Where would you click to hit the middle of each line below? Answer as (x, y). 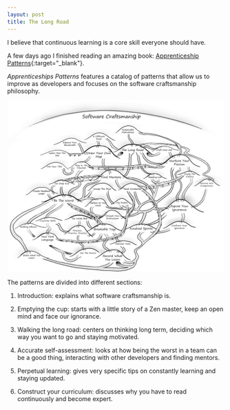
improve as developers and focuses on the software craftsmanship (102, 83)
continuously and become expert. (65, 398)
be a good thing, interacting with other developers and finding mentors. (118, 357)
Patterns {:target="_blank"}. (46, 63)
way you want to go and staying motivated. (78, 336)
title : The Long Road (38, 22)
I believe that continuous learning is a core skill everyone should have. (107, 42)
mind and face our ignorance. (59, 316)
